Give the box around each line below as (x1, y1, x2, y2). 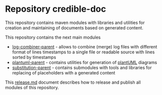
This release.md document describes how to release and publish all (5, 79, 141, 85)
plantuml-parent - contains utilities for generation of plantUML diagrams (12, 59, 158, 65)
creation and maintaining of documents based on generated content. (5, 24, 143, 30)
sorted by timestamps (12, 54, 56, 60)
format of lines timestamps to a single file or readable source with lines (12, 49, 155, 55)
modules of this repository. (5, 84, 60, 90)
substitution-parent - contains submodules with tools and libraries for (12, 65, 152, 71)
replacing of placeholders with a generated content (12, 70, 116, 75)
